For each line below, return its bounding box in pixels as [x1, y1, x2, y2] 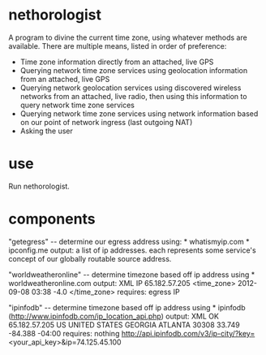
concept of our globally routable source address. [8, 253, 172, 263]
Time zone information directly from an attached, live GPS [19, 57, 214, 67]
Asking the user [19, 126, 73, 136]
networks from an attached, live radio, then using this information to [19, 91, 247, 101]
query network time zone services [19, 100, 135, 110]
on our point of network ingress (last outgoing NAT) [19, 117, 193, 127]
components [8, 210, 96, 228]
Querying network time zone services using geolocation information [19, 65, 248, 75]
